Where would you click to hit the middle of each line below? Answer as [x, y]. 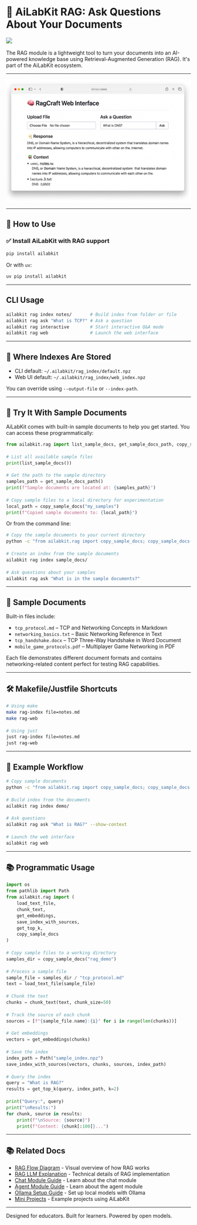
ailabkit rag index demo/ [38, 806]
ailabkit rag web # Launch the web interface [82, 333]
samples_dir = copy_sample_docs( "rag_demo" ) [61, 959]
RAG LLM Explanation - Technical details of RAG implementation [92, 1174]
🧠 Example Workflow [45, 767]
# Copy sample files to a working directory [61, 953]
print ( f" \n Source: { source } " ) [54, 1120]
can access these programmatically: [50, 433]
